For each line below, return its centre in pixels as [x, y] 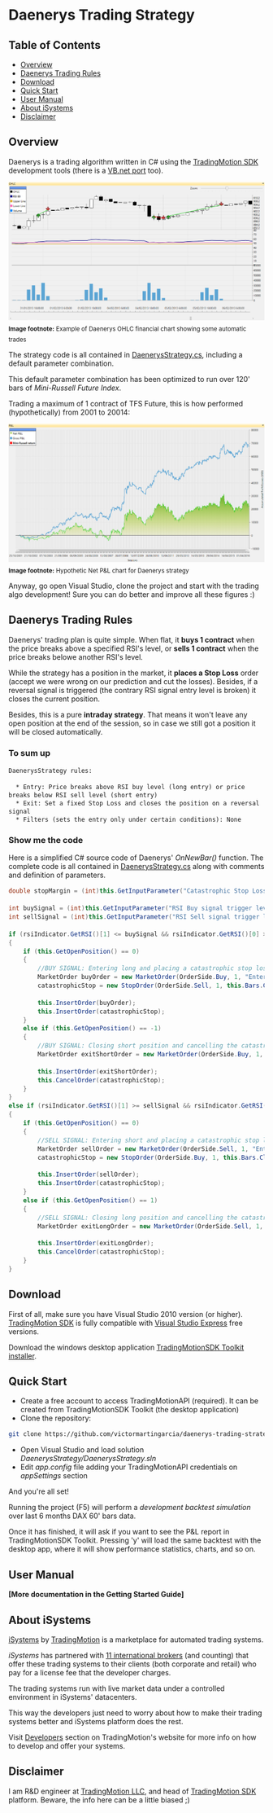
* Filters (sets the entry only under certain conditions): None [129, 820]
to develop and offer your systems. [67, 1745]
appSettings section [54, 1476]
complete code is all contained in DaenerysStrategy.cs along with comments [136, 867]
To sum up [30, 753]
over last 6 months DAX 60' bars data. [72, 1516]
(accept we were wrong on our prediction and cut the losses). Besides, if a [133, 681]
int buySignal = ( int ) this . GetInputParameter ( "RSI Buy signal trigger [130, 909]
